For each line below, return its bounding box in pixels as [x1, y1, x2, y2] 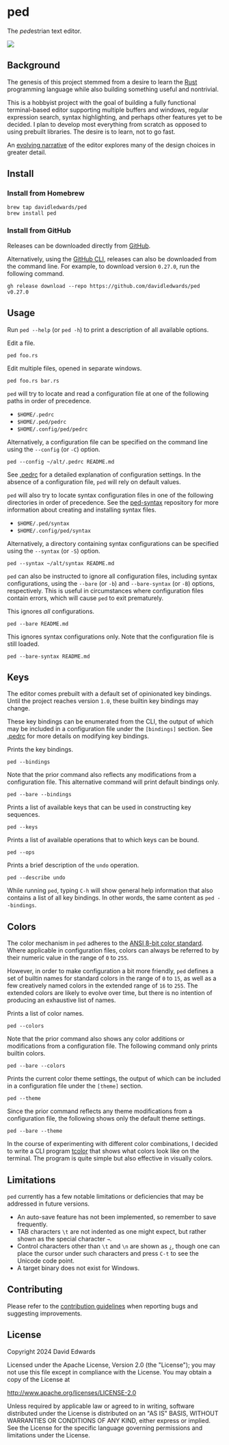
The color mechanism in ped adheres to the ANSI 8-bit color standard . [7, 939, 204, 947]
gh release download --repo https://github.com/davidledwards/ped [7, 283, 200, 289]
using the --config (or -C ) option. [7, 445, 100, 453]
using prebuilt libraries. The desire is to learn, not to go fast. [7, 128, 176, 136]
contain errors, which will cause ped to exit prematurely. [7, 594, 164, 602]
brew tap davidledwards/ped [7, 204, 87, 211]
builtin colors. [7, 1049, 46, 1058]
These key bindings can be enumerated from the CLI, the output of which [7, 717, 214, 726]
